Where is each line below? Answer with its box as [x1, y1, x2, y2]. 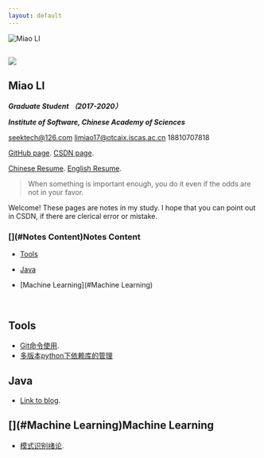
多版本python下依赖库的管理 [19, 350, 113, 360]
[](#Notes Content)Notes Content [8, 231, 141, 242]
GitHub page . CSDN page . [8, 148, 95, 158]
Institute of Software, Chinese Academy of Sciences [8, 117, 185, 127]
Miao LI [8, 79, 45, 92]
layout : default [8, 11, 62, 20]
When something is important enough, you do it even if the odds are [27, 178, 251, 188]
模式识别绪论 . [19, 440, 64, 450]
